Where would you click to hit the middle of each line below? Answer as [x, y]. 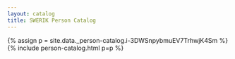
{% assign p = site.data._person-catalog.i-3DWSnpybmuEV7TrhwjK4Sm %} [117, 40]
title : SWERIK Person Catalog [52, 20]
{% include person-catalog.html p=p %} [66, 48]
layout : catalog [31, 14]
